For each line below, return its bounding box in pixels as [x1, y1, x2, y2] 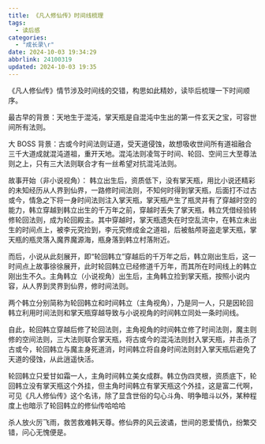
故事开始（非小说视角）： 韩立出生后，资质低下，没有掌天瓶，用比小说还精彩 [8, 175, 256, 185]
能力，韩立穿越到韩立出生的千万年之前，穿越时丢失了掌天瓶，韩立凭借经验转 [8, 205, 257, 214]
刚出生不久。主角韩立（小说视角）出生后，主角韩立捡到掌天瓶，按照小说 [8, 271, 243, 280]
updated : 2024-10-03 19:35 [8, 63, 97, 71]
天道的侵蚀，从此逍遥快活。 [8, 354, 99, 363]
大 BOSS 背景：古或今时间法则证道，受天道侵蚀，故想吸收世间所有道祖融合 [8, 139, 252, 149]
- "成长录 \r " [15, 41, 55, 49]
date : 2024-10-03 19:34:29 [8, 48, 97, 56]
